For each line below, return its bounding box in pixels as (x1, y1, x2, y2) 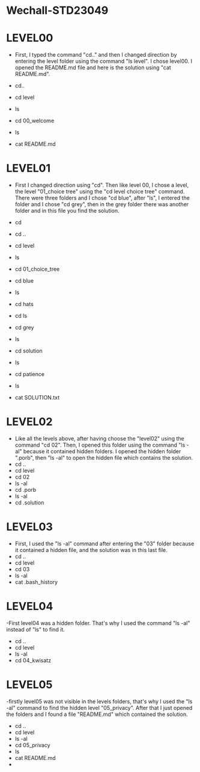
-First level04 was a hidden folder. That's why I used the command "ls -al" (6, 619, 190, 627)
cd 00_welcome (14, 117, 55, 124)
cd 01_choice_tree (14, 266, 60, 273)
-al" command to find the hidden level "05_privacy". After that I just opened (6, 704, 193, 711)
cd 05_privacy (14, 741, 50, 748)
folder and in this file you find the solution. (14, 207, 120, 215)
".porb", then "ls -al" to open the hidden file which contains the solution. (14, 454, 193, 461)
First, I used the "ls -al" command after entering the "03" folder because (14, 540, 195, 547)
